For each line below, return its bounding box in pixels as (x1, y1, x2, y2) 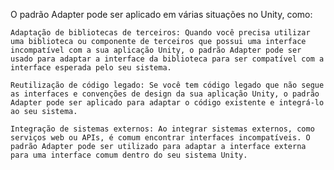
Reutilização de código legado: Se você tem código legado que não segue (10, 80, 325, 90)
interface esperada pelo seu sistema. (10, 63, 172, 73)
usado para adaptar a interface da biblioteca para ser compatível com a (10, 54, 325, 64)
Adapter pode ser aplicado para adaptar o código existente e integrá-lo (10, 98, 325, 108)
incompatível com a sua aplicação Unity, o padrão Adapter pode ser (10, 45, 302, 55)
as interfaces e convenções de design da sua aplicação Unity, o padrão (10, 89, 320, 99)
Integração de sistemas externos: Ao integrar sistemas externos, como (10, 124, 315, 134)
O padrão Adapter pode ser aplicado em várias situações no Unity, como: (10, 9, 313, 20)
